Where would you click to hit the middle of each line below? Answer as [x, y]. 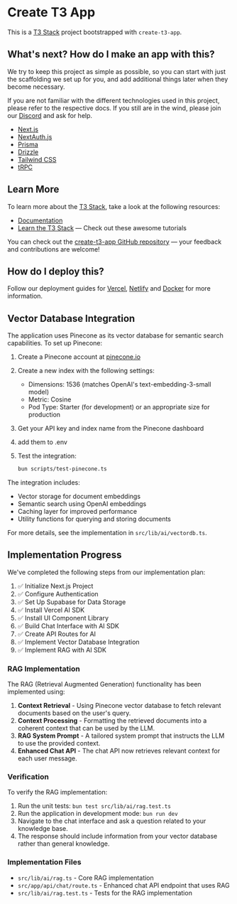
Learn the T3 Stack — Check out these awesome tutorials [102, 227]
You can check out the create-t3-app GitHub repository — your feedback [115, 242]
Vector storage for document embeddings [79, 496]
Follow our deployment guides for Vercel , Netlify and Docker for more [109, 289]
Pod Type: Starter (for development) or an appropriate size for [119, 407]
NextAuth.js [35, 136]
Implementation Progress [65, 555]
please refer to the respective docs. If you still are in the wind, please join [114, 108]
